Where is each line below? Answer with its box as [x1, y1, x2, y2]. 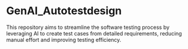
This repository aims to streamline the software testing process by [6, 24, 169, 31]
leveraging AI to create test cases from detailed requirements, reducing [6, 30, 183, 37]
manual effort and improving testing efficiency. [6, 36, 122, 43]
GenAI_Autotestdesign [6, 4, 122, 18]
